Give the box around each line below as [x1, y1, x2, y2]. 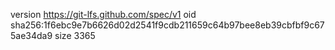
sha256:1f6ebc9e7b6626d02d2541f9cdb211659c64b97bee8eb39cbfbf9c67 [10, 19, 325, 31]
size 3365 [54, 30, 96, 41]
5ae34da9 [10, 30, 53, 41]
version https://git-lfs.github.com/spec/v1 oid [10, 9, 197, 20]
